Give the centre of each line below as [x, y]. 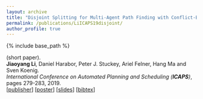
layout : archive [27, 12]
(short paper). [24, 57]
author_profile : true [34, 29]
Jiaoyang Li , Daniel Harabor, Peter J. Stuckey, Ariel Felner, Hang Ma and [96, 64]
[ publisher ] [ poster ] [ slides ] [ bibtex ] [51, 90]
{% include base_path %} [38, 46]
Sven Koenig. [23, 71]
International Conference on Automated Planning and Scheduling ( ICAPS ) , [99, 77]
